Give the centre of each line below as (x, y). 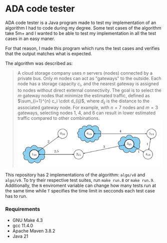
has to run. (16, 196)
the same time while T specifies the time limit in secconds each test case (80, 191)
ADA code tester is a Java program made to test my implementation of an (81, 23)
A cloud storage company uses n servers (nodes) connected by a (85, 73)
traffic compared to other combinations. (58, 118)
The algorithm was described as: (39, 63)
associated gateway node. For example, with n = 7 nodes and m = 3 (88, 107)
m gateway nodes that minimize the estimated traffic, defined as (83, 95)
